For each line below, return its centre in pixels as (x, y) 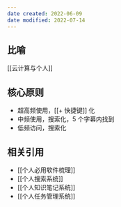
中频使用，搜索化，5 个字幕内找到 (66, 119)
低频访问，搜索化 (42, 128)
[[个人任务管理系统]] (46, 196)
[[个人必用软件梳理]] (46, 170)
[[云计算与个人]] (30, 68)
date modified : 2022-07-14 (46, 20)
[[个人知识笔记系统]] (46, 187)
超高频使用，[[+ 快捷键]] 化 (56, 110)
